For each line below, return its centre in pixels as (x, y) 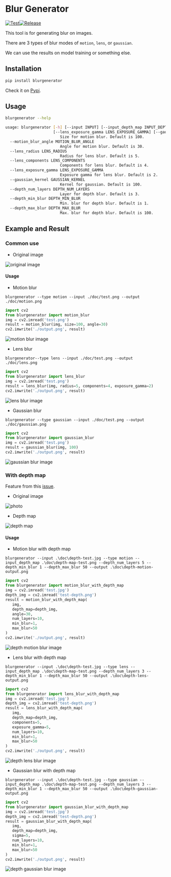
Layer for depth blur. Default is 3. (100, 194)
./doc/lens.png (21, 363)
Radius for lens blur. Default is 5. (100, 156)
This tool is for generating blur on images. (49, 33)
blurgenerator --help (28, 118)
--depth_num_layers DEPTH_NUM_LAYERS (50, 189)
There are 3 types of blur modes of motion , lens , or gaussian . (69, 43)
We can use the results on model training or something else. (68, 53)
